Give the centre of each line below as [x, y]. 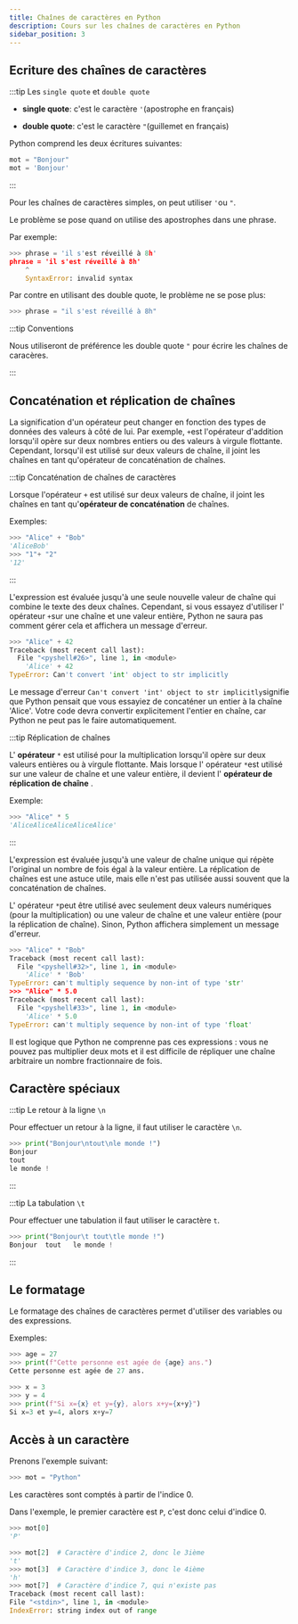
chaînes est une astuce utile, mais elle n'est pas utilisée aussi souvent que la [149, 878]
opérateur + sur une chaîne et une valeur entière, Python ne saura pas [137, 615]
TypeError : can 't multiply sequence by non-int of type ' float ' [131, 1025]
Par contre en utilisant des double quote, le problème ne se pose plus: [137, 295]
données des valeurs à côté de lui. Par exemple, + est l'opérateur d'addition [146, 432]
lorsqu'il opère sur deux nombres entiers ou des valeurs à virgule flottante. [146, 441]
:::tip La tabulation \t [47, 1203]
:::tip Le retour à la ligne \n [58, 1110]
